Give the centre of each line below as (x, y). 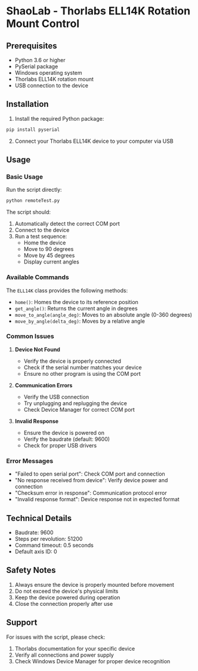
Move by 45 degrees (49, 256)
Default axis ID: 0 (36, 551)
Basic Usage (25, 177)
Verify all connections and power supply (64, 655)
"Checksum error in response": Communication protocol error (91, 493)
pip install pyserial (33, 130)
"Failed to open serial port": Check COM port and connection (90, 474)
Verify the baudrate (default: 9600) (67, 439)
